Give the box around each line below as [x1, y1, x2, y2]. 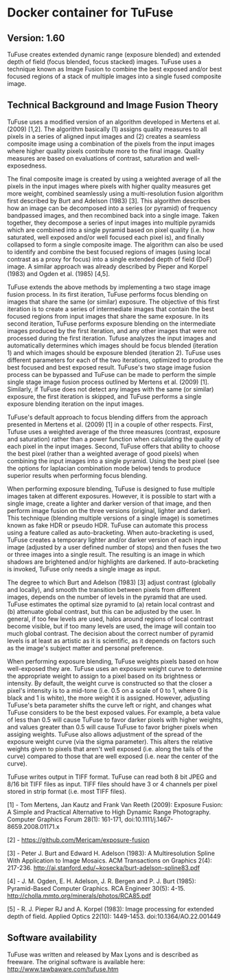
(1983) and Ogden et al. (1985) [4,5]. [7, 269, 111, 277]
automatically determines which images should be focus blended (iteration [7, 341, 218, 350]
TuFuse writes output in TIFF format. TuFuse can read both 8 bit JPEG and [7, 773, 217, 781]
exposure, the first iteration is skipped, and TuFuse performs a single [7, 392, 202, 400]
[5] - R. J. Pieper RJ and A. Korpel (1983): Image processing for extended [7, 904, 214, 913]
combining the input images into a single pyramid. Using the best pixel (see [7, 457, 220, 465]
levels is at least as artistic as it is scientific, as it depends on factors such [7, 637, 216, 645]
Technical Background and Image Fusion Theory [7, 100, 218, 111]
